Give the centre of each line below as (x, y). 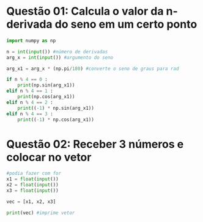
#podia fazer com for (34, 174)
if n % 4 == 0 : (27, 80)
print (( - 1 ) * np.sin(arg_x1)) (56, 108)
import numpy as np (31, 40)
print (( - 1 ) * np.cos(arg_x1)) (56, 120)
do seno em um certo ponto (126, 24)
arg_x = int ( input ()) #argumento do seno (60, 57)
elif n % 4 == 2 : (30, 102)
